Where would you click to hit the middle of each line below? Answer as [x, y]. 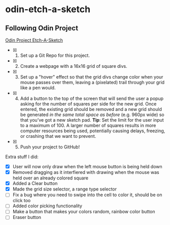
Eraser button [27, 217]
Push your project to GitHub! [50, 147]
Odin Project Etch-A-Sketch [34, 40]
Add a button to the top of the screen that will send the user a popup [92, 98]
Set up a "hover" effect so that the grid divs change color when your [92, 77]
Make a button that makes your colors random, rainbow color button [84, 212]
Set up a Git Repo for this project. [55, 55]
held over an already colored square [50, 178]
